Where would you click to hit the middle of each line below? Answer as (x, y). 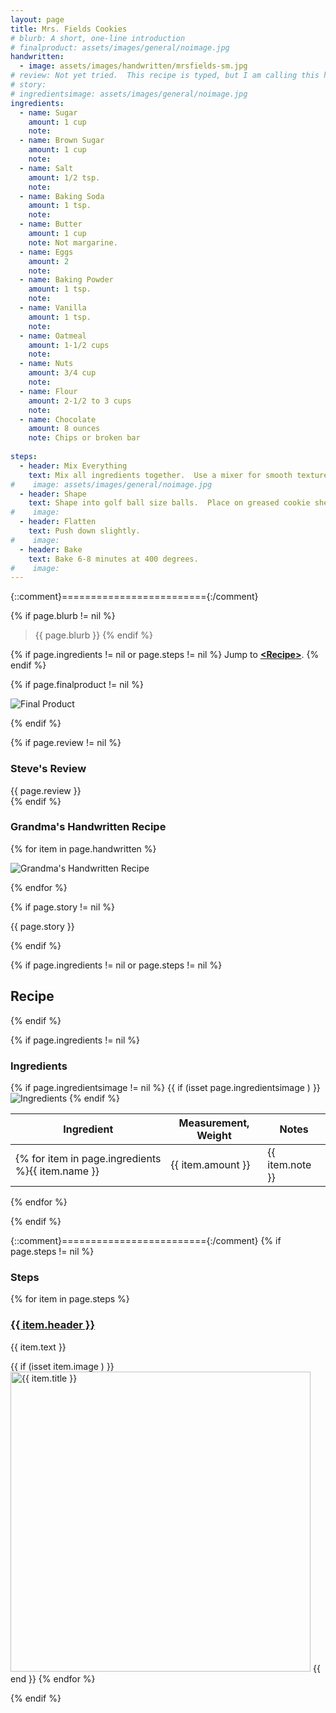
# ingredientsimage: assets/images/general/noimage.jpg (129, 94)
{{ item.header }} (53, 1325)
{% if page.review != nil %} (66, 743)
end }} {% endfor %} (53, 1678)
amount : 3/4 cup (62, 373)
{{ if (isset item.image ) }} (62, 1366)
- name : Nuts (46, 364)
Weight (214, 1135)
